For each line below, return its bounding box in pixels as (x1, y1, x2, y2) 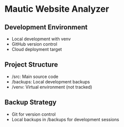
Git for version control (11, 111, 56, 117)
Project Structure (4, 60, 58, 69)
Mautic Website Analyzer (4, 3, 109, 15)
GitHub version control (11, 41, 57, 47)
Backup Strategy (4, 98, 57, 106)
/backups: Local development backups (11, 78, 90, 84)
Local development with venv (11, 36, 71, 42)
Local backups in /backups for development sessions (11, 116, 119, 122)
